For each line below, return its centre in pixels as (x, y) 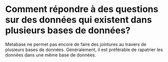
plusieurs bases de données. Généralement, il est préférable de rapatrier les (84, 49)
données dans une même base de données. (51, 55)
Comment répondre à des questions (82, 9)
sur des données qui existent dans (79, 20)
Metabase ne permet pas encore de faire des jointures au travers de (76, 44)
